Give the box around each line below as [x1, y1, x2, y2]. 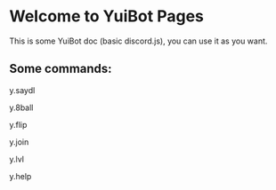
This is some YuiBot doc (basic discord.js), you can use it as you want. [9, 36, 268, 46]
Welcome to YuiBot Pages [9, 6, 205, 27]
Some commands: [9, 61, 113, 76]
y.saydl [9, 84, 36, 95]
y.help [9, 170, 32, 181]
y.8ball [9, 102, 34, 113]
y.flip [9, 119, 28, 130]
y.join [9, 136, 29, 147]
